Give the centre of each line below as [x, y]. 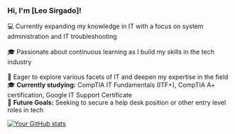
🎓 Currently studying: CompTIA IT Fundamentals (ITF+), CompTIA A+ [111, 85]
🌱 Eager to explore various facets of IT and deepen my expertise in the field [118, 77]
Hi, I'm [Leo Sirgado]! [44, 11]
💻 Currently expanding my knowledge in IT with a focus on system [105, 26]
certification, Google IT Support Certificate [70, 95]
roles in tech [26, 110]
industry [20, 62]
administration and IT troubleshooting [62, 37]
